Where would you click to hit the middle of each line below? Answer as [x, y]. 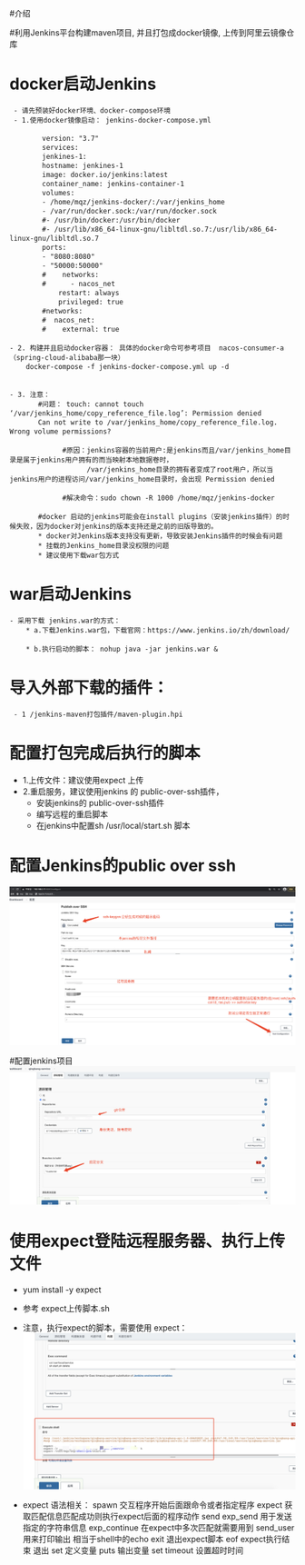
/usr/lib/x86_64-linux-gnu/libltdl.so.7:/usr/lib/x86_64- [166, 229]
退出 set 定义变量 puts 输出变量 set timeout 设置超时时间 [138, 1550]
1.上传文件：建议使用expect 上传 [83, 780]
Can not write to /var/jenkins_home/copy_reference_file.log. [158, 422]
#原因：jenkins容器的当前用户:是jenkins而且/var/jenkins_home [173, 450]
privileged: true [91, 302]
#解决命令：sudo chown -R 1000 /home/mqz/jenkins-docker [168, 498]
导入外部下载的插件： [89, 688]
